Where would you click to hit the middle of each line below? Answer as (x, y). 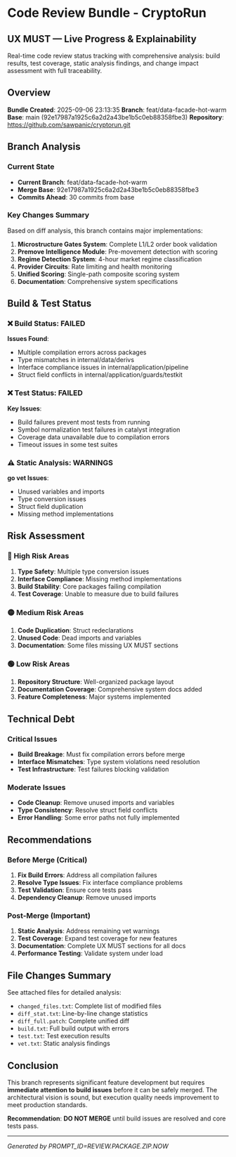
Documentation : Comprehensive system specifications (98, 281)
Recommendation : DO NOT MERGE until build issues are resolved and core (117, 1118)
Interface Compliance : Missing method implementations (99, 578)
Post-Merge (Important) (49, 915)
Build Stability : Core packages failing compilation (89, 586)
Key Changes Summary (48, 215)
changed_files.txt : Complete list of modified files (89, 1006)
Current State (31, 167)
